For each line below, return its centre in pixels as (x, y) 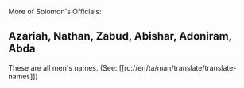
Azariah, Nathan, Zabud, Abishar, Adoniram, (120, 36)
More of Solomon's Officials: (55, 11)
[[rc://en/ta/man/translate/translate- (178, 67)
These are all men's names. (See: (63, 67)
